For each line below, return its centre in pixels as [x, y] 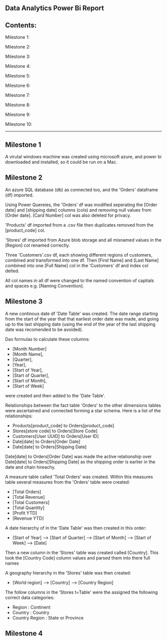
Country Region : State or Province [48, 618]
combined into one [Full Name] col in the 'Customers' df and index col [77, 265]
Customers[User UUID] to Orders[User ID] [55, 436]
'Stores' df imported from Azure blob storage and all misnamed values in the [83, 240]
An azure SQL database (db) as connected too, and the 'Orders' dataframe [82, 190]
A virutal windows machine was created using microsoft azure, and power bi [83, 157]
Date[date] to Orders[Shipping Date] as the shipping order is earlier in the [80, 462]
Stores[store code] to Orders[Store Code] [55, 431]
